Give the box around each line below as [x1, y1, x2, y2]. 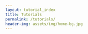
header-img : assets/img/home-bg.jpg [5, 21, 83, 26]
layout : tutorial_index [5, 7, 56, 12]
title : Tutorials [5, 12, 42, 17]
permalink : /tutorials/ [5, 16, 56, 21]
